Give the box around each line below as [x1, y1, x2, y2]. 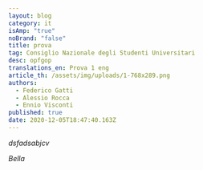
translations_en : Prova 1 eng [8, 64, 110, 72]
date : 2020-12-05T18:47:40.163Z [8, 116, 116, 124]
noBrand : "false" [8, 34, 67, 42]
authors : [8, 79, 38, 87]
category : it [8, 19, 52, 27]
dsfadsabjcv [8, 138, 50, 148]
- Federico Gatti [15, 86, 74, 95]
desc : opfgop [8, 57, 52, 65]
